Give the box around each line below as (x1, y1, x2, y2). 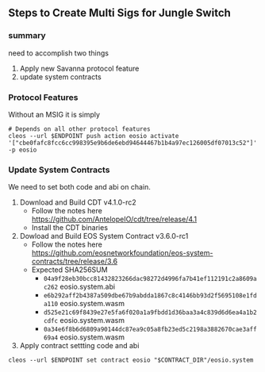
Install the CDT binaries (31, 223, 109, 232)
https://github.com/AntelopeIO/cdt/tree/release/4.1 (31, 214, 198, 224)
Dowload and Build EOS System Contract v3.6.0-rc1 (19, 232, 189, 241)
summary (8, 30, 46, 41)
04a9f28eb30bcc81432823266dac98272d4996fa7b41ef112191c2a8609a (43, 275, 257, 283)
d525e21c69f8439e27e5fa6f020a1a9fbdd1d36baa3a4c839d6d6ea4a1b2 (43, 309, 257, 316)
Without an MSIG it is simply (8, 109, 101, 119)
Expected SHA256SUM (31, 265, 109, 274)
